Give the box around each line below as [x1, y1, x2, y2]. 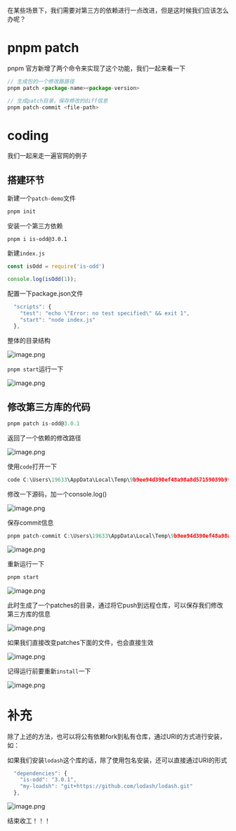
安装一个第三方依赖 [7, 222, 63, 230]
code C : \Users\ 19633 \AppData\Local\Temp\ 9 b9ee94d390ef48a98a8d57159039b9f [7, 476, 231, 483]
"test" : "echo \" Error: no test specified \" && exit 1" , [20, 310, 190, 317]
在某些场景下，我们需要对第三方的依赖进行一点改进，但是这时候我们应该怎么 [7, 6, 229, 14]
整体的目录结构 [7, 336, 51, 345]
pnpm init [7, 208, 37, 216]
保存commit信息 [7, 518, 54, 527]
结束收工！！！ [7, 817, 51, 825]
